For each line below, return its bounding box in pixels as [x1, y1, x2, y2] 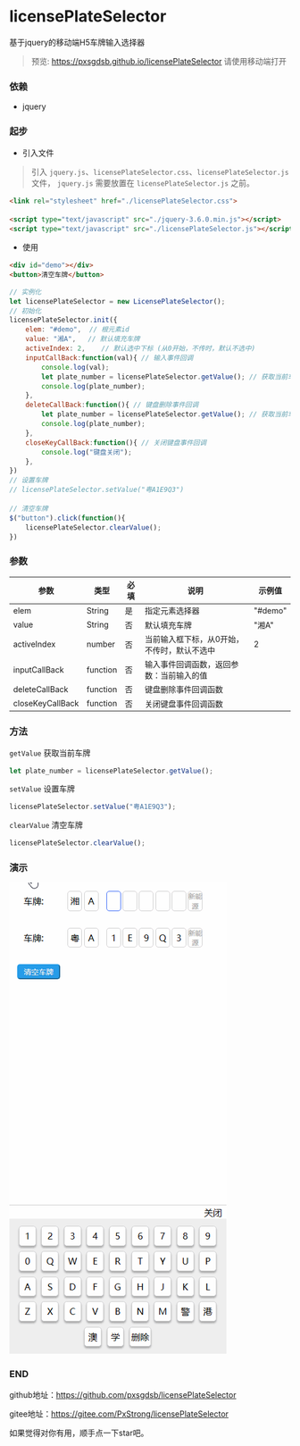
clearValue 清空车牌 [9, 820, 83, 831]
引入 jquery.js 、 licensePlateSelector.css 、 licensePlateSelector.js [30, 166, 289, 177]
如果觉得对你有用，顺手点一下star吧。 [9, 1427, 149, 1438]
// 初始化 [9, 306, 42, 315]
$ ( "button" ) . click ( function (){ [9, 514, 126, 522]
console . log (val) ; [41, 363, 110, 372]
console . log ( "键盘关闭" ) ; [41, 447, 132, 456]
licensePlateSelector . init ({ [9, 315, 118, 325]
